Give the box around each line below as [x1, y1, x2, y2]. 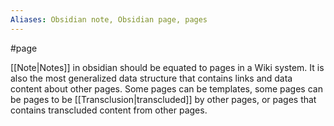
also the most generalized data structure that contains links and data [10, 72, 293, 84]
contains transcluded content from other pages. [10, 104, 208, 116]
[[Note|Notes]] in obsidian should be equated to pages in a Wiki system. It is [10, 61, 325, 73]
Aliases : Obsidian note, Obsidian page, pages [10, 14, 208, 25]
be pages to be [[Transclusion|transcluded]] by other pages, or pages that [10, 93, 317, 105]
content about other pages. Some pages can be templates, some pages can [10, 82, 323, 95]
